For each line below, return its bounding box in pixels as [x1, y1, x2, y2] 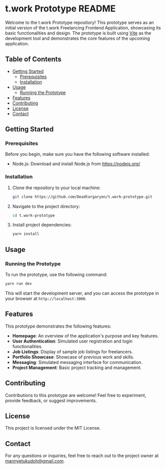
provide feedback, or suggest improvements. [5, 397, 97, 403]
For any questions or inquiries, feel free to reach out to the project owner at [5, 453, 159, 459]
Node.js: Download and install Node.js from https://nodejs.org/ [12, 161, 140, 167]
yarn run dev [5, 281, 32, 286]
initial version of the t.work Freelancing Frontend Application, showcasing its [5, 24, 161, 30]
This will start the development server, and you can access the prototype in [5, 290, 160, 296]
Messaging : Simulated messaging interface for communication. [12, 359, 143, 365]
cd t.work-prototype [12, 213, 55, 218]
